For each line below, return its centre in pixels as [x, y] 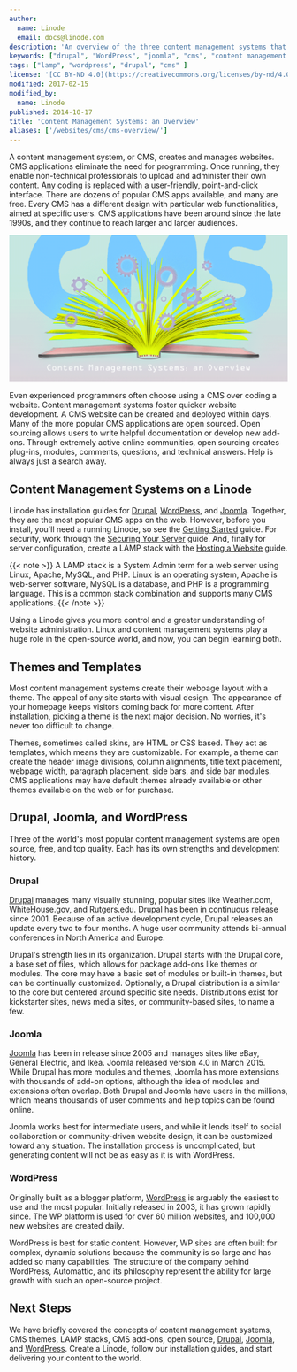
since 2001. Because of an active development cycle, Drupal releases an [141, 919]
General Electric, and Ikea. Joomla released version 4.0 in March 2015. [137, 1063]
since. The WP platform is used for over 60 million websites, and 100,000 [142, 1216]
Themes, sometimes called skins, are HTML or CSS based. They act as [138, 743]
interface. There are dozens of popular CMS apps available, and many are [144, 195]
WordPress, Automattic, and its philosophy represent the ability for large [141, 1271]
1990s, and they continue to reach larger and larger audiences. [124, 223]
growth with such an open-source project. [86, 1280]
